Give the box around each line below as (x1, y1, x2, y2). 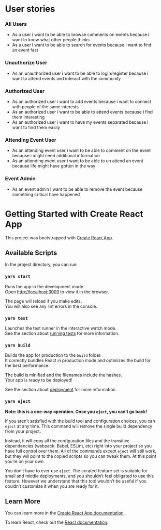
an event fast (12, 47, 39, 53)
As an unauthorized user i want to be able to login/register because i (12, 70, 148, 76)
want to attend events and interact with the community (12, 75, 121, 81)
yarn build (5, 342, 30, 348)
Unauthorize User (5, 59, 47, 66)
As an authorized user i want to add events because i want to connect (12, 99, 151, 105)
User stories (5, 3, 56, 15)
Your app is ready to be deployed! (5, 377, 73, 383)
